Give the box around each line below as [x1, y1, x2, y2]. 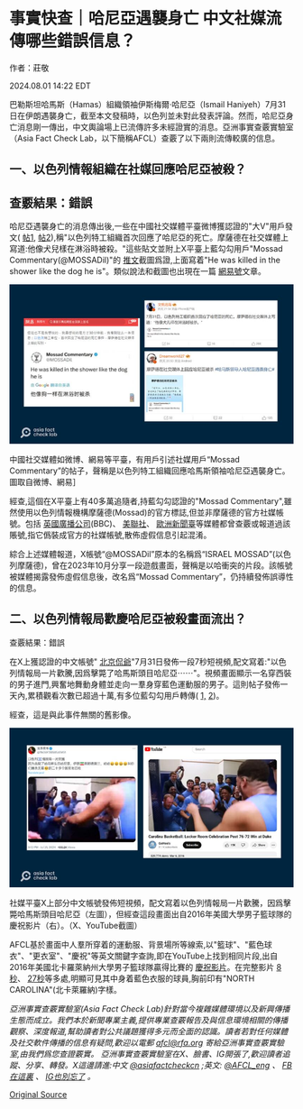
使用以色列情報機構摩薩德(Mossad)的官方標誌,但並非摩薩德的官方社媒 [16, 507, 277, 518]
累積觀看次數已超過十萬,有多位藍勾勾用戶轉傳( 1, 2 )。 [27, 690, 225, 701]
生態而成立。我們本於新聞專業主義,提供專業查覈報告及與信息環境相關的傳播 [9, 1014, 289, 1025]
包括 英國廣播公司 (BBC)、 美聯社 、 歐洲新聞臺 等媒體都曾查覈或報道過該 [24, 518, 291, 528]
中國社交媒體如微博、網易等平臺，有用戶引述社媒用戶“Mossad [9, 454, 241, 464]
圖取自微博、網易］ [9, 477, 81, 487]
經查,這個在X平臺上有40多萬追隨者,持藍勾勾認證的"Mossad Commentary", [9, 496, 285, 506]
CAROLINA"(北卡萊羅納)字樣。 [9, 984, 122, 994]
